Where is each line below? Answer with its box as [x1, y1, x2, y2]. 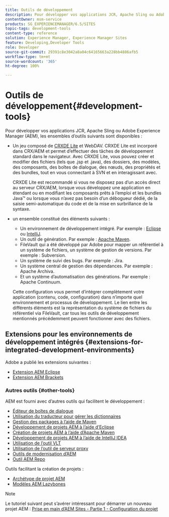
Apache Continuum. [20, 279, 62, 285]
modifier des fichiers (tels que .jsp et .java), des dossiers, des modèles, [12, 159, 161, 165]
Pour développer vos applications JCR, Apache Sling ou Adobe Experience [5, 128, 160, 134]
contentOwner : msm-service [5, 17, 62, 22]
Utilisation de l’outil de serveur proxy [12, 446, 89, 452]
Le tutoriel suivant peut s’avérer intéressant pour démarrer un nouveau [5, 500, 152, 506]
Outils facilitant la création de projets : [5, 466, 84, 472]
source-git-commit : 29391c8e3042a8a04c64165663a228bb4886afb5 [5, 49, 138, 54]
